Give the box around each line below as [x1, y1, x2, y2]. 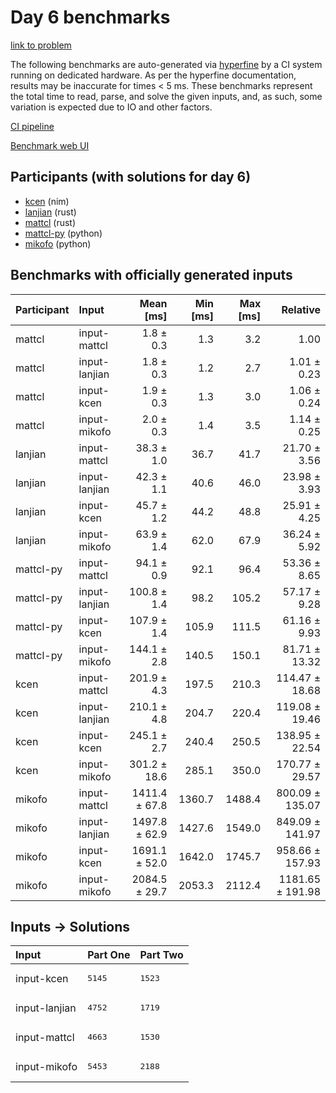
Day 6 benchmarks [10, 6, 171, 29]
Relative [281, 302, 321, 316]
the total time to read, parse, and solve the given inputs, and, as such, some [10, 90, 323, 102]
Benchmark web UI [10, 139, 90, 151]
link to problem [10, 39, 72, 51]
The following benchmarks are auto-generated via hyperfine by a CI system [10, 58, 323, 70]
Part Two [139, 948, 184, 962]
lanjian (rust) [24, 206, 77, 218]
